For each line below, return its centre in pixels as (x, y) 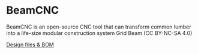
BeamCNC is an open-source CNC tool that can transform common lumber (99, 27)
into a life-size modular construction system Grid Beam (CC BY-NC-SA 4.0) (99, 33)
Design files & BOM (30, 45)
